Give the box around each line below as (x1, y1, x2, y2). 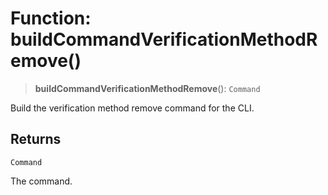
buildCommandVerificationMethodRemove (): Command (34, 82, 261, 94)
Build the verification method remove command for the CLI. (10, 102, 255, 114)
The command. (10, 175, 73, 187)
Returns (10, 131, 62, 148)
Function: (10, 7, 92, 30)
